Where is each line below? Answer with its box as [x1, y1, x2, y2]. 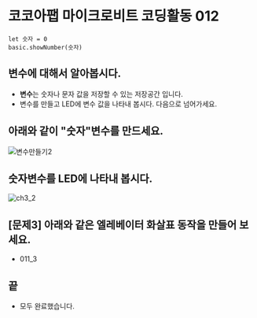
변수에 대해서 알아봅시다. [8, 67, 122, 80]
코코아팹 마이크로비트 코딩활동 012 [8, 7, 220, 25]
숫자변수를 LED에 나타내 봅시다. [8, 172, 153, 185]
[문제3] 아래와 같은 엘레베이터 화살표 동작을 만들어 [8, 218, 237, 231]
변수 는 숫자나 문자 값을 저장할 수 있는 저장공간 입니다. [19, 89, 183, 98]
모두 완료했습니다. [19, 301, 75, 311]
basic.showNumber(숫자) [8, 43, 83, 51]
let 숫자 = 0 [8, 35, 48, 43]
